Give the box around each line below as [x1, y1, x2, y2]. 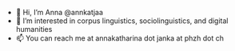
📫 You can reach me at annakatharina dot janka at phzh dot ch [15, 33, 225, 43]
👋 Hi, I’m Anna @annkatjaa [15, 8, 104, 17]
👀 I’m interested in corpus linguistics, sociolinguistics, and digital [15, 16, 229, 25]
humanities [15, 25, 53, 33]
